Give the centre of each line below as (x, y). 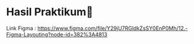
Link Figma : (21, 28)
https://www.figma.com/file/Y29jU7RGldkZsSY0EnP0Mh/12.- (113, 28)
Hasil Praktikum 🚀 (50, 12)
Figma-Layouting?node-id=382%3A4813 (57, 34)
